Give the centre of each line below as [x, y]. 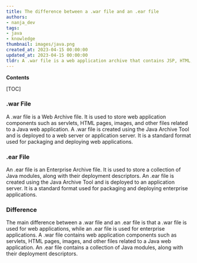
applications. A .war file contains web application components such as [91, 235]
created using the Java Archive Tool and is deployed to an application [91, 182]
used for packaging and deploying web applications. [70, 141]
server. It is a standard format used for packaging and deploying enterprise [97, 188]
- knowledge [21, 39]
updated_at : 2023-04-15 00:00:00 [47, 55]
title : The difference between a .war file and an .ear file [83, 11]
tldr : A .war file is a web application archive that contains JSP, [92, 60]
